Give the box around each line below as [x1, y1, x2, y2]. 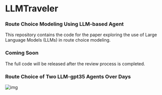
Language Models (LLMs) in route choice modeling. [5, 37, 111, 43]
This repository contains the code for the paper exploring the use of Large [5, 32, 158, 38]
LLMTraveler [5, 3, 59, 14]
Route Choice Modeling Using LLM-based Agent [5, 21, 124, 28]
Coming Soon [5, 49, 39, 56]
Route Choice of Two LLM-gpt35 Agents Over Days [5, 73, 131, 80]
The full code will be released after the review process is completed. [5, 60, 146, 67]
